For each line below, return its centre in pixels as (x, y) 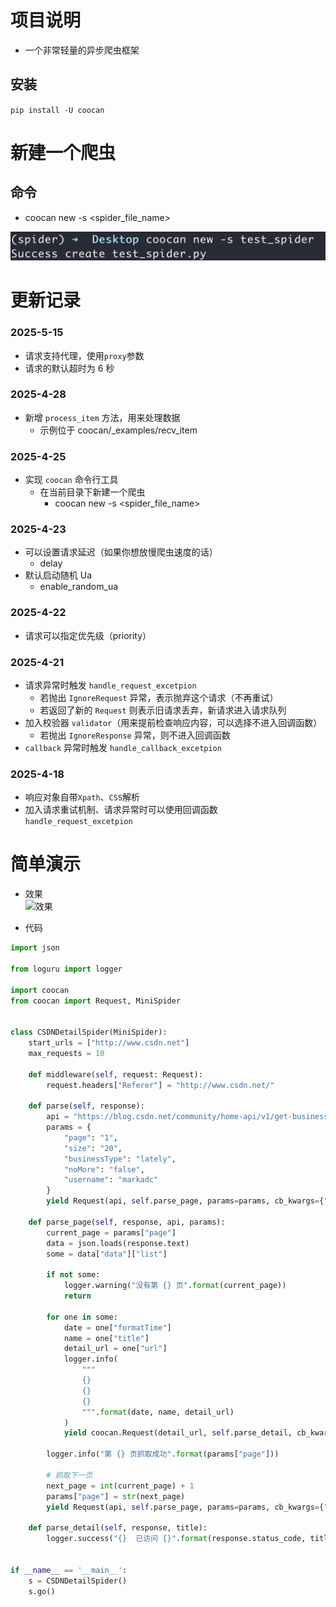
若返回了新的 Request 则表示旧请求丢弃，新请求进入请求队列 (163, 710)
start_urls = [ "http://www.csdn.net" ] (109, 1043)
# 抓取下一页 (69, 1475)
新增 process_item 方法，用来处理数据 (102, 417)
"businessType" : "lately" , (120, 1159)
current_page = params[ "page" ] (111, 1232)
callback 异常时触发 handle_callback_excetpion (123, 747)
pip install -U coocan (57, 110)
